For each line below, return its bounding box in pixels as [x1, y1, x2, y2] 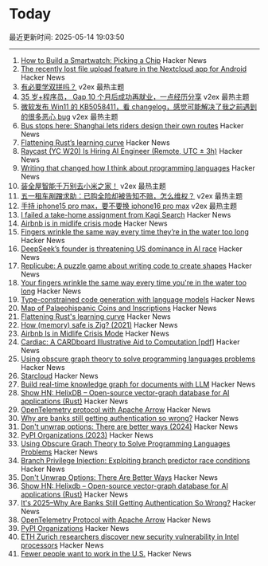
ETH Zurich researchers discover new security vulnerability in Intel [20, 532, 239, 541]
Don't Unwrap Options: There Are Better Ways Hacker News [20, 472, 218, 482]
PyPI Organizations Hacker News [20, 523, 130, 533]
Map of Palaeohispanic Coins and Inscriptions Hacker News [20, 303, 217, 312]
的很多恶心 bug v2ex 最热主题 [20, 112, 118, 121]
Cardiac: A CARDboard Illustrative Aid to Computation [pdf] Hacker [20, 336, 240, 347]
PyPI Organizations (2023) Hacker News [20, 430, 153, 439]
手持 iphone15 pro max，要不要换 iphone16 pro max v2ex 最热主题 [20, 201, 238, 210]
